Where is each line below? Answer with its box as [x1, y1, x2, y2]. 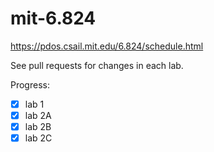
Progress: [10, 78, 50, 91]
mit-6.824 [10, 7, 97, 30]
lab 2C [24, 132, 53, 144]
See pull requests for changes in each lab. [10, 59, 184, 71]
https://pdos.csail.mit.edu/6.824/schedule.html [10, 40, 204, 52]
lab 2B [24, 121, 52, 133]
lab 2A [24, 110, 52, 121]
